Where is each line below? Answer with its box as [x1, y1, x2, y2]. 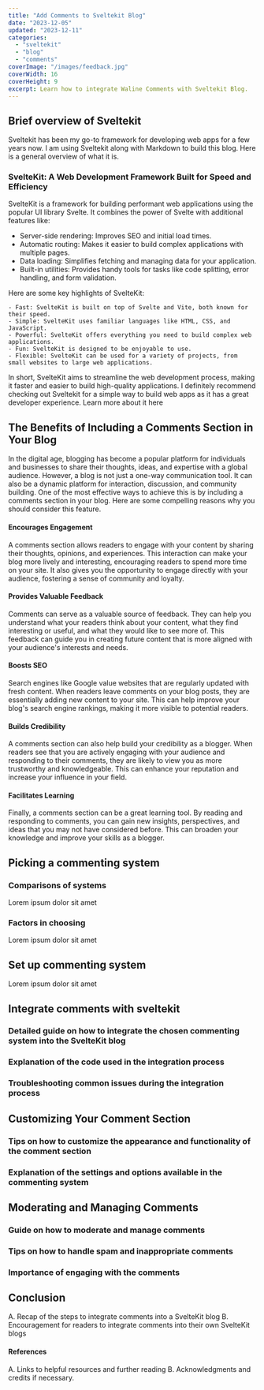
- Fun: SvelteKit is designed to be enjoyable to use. [8, 345, 192, 353]
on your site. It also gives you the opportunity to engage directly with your [8, 565, 248, 574]
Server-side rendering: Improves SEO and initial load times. [19, 231, 212, 241]
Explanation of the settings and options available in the [8, 1167, 223, 1178]
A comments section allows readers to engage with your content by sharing [8, 540, 254, 549]
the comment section [8, 1145, 92, 1156]
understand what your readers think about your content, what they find [8, 617, 239, 627]
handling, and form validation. [19, 273, 117, 282]
